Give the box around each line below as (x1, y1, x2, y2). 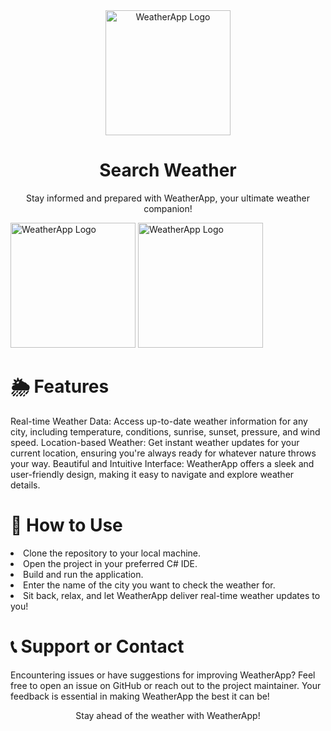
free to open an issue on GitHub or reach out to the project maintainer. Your (10, 679, 322, 691)
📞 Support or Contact (10, 635, 185, 658)
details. (10, 479, 41, 491)
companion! (143, 202, 193, 214)
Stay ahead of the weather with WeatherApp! (75, 709, 261, 721)
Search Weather (99, 159, 237, 182)
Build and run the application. (23, 568, 144, 580)
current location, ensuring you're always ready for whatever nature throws (10, 447, 317, 459)
